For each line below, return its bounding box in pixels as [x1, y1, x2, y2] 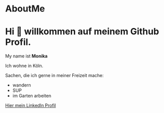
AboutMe [5, 3, 45, 14]
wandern [12, 82, 31, 88]
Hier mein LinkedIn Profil [5, 102, 56, 108]
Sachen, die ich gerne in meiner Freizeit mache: [5, 72, 104, 78]
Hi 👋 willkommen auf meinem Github [5, 26, 159, 37]
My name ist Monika [5, 53, 48, 59]
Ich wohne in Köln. [5, 63, 44, 69]
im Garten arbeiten [12, 93, 52, 99]
